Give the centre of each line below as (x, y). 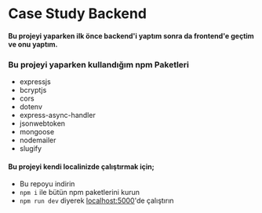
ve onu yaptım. (33, 44)
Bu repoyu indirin (47, 184)
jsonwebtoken (42, 123)
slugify (30, 149)
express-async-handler (57, 116)
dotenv (31, 107)
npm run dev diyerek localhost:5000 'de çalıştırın (96, 200)
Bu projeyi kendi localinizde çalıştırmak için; (81, 167)
